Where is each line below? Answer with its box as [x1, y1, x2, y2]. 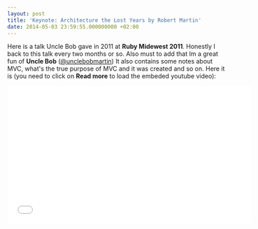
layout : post [7, 10, 45, 17]
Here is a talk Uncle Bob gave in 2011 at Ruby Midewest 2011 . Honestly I [7, 43, 215, 51]
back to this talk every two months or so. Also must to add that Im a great [7, 50, 219, 58]
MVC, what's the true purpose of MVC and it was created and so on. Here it [7, 64, 225, 73]
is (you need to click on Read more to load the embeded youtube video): [7, 72, 217, 80]
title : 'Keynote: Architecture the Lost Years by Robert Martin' [7, 17, 201, 24]
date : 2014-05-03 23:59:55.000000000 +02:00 [7, 23, 139, 30]
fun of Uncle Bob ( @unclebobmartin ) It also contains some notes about [7, 57, 213, 66]
